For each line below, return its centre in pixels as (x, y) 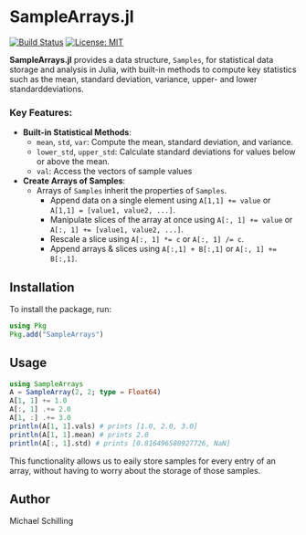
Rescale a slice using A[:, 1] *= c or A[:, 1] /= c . (147, 239)
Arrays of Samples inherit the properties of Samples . (132, 191)
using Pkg (28, 326)
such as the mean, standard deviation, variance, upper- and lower (133, 79)
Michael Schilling (42, 521)
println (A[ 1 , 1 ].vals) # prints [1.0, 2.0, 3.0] (104, 426)
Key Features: (41, 112)
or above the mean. (73, 162)
